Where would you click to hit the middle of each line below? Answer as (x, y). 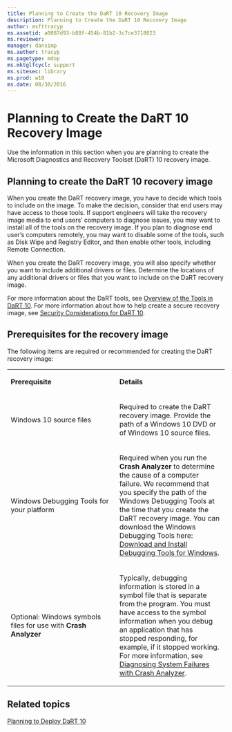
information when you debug (166, 621)
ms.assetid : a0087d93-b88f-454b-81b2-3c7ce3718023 (81, 33)
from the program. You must (165, 603)
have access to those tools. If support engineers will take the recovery (107, 213)
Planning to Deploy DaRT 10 (47, 721)
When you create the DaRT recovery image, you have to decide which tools (115, 198)
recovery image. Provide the (165, 415)
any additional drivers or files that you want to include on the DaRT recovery (116, 278)
